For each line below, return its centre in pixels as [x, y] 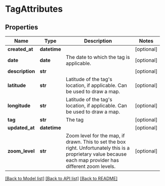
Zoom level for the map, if [95, 136]
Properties [22, 27]
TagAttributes [34, 9]
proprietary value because [96, 154]
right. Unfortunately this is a [98, 148]
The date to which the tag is [98, 57]
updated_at [21, 128]
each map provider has [92, 160]
